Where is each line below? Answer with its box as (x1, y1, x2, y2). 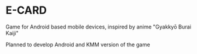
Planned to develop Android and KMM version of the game (5, 41, 150, 48)
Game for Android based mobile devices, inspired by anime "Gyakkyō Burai (5, 23, 192, 30)
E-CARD (5, 4, 47, 17)
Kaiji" (5, 29, 19, 36)
